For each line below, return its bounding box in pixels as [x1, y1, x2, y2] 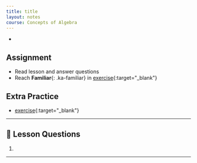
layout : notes [6, 14, 41, 20]
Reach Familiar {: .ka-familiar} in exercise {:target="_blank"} [14, 74, 158, 81]
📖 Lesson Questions [6, 130, 81, 140]
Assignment [6, 52, 52, 62]
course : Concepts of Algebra [6, 19, 77, 25]
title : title [6, 8, 38, 15]
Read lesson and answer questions [14, 68, 100, 75]
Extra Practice [6, 91, 59, 101]
